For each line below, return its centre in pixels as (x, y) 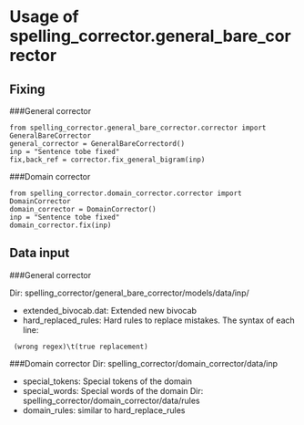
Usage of (44, 17)
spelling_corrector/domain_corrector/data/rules (111, 400)
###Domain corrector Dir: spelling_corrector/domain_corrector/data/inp (144, 363)
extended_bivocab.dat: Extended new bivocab (110, 310)
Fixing (27, 89)
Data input (40, 253)
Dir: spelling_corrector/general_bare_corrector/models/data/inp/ (129, 293)
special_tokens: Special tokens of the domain (107, 381)
